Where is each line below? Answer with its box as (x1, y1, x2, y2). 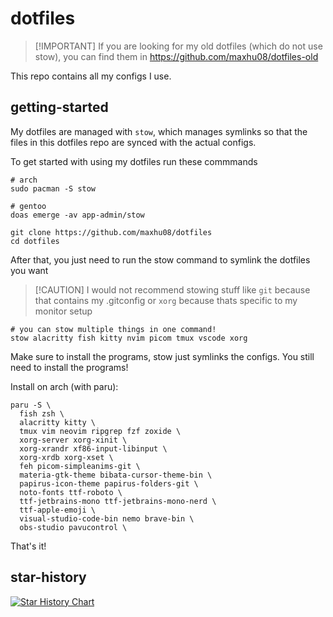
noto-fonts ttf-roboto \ (19, 487, 123, 497)
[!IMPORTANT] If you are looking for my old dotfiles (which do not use (34, 40, 323, 52)
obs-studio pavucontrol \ (19, 522, 128, 532)
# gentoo (10, 201, 47, 211)
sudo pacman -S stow (10, 183, 97, 194)
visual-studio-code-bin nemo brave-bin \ (19, 513, 195, 524)
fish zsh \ (19, 408, 65, 419)
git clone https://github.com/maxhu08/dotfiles (10, 227, 213, 237)
